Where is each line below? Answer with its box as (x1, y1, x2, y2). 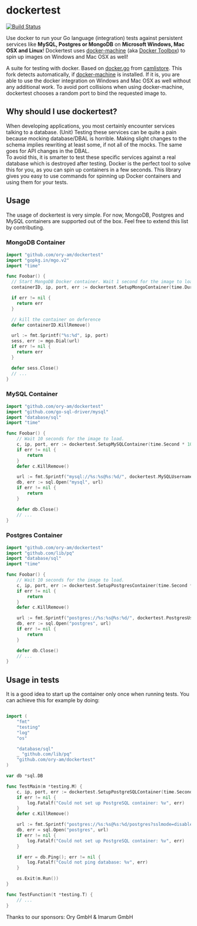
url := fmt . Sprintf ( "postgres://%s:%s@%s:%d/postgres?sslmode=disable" (16, 822, 195, 828)
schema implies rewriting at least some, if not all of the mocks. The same (6, 141, 182, 148)
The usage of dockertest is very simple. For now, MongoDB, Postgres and (6, 211, 185, 218)
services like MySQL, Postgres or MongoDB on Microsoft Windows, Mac (6, 41, 185, 48)
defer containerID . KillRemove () (11, 322, 91, 328)
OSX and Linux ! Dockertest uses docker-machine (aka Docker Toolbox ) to (6, 47, 186, 54)
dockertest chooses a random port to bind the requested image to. (6, 89, 167, 97)
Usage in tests (6, 675, 60, 685)
